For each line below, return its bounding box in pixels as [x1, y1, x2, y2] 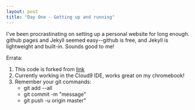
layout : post [6, 8, 38, 15]
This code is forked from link [14, 65, 84, 72]
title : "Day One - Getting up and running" [6, 14, 115, 20]
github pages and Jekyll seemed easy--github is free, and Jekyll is [6, 36, 168, 44]
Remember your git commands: [14, 78, 92, 85]
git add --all [23, 84, 53, 91]
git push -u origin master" [23, 96, 87, 104]
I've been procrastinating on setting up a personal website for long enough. [6, 30, 190, 37]
